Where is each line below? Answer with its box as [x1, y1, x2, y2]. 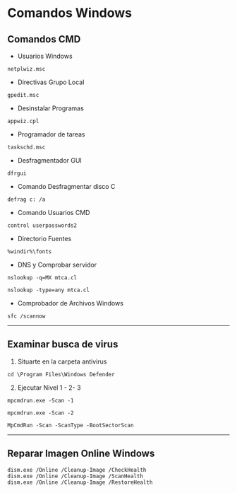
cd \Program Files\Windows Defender [7, 371, 115, 378]
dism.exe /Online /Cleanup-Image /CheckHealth [7, 466, 147, 473]
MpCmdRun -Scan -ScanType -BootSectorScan [7, 422, 134, 429]
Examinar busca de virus [7, 338, 119, 351]
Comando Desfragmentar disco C [17, 182, 116, 190]
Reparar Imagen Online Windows [7, 448, 155, 460]
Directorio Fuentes [17, 235, 72, 243]
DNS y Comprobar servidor [17, 260, 97, 269]
